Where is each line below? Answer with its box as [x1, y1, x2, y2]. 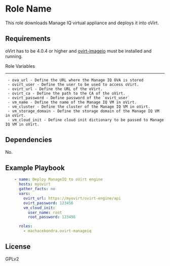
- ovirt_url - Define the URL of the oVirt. [7, 86, 103, 92]
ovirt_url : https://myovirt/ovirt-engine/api [23, 196, 121, 201]
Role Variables [5, 63, 35, 69]
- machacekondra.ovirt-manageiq [23, 229, 92, 234]
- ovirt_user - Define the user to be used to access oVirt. [7, 82, 139, 87]
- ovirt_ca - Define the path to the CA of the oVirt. [7, 91, 125, 96]
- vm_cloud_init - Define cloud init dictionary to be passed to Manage [7, 117, 164, 122]
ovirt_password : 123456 [23, 200, 73, 205]
